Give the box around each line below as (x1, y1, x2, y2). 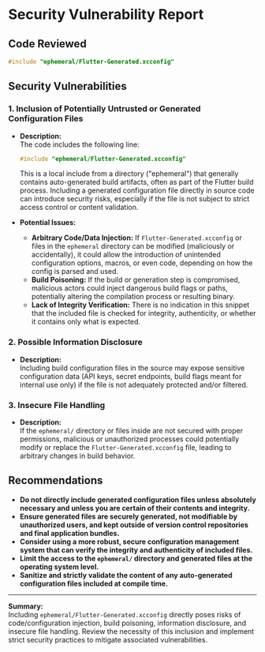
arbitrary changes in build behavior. (19, 452, 136, 461)
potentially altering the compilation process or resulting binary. (31, 292, 235, 302)
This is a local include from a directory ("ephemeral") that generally (19, 169, 239, 178)
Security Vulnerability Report (8, 6, 204, 24)
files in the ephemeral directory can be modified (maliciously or (31, 242, 235, 251)
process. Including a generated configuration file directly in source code (19, 185, 255, 195)
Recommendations (8, 474, 103, 487)
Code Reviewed (8, 37, 87, 51)
